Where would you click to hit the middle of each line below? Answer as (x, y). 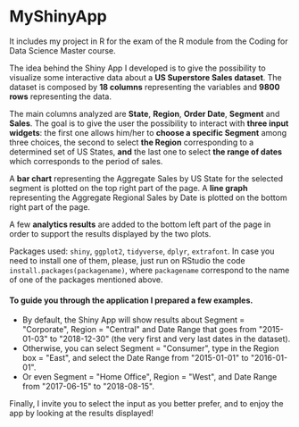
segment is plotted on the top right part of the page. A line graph (129, 188)
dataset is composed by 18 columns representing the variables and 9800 (145, 87)
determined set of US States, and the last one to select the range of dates (146, 151)
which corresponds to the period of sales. (86, 161)
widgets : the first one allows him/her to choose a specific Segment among (148, 132)
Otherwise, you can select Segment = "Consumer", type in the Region (150, 348)
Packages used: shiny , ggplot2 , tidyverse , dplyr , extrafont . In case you (142, 251)
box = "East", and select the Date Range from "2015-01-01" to (135, 358)
